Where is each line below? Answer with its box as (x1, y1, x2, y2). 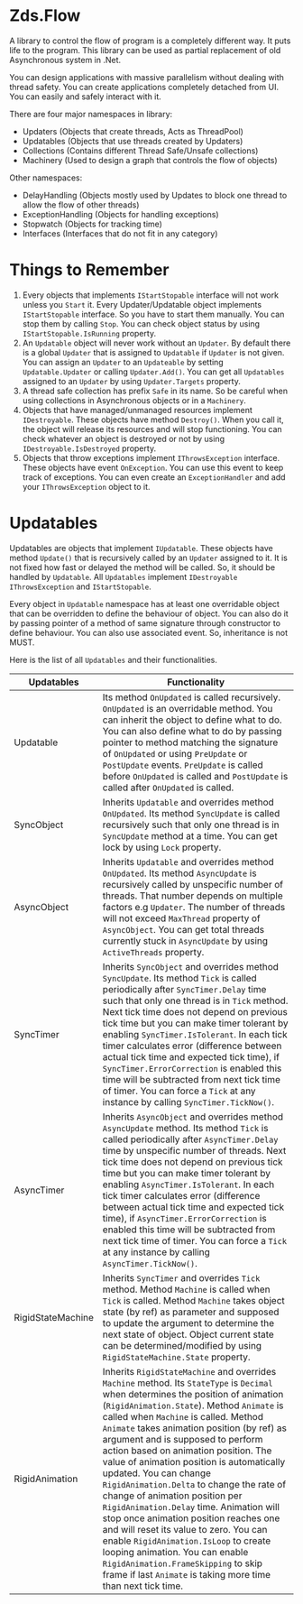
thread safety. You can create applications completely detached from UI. (9, 81, 280, 92)
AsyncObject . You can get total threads (102, 923, 264, 936)
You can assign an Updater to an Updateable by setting (22, 356, 224, 367)
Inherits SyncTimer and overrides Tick (102, 1271, 261, 1284)
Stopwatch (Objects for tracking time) (22, 218, 162, 229)
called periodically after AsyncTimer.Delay (102, 1133, 279, 1146)
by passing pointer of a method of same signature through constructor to (9, 617, 281, 628)
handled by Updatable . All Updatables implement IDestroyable (9, 571, 238, 582)
